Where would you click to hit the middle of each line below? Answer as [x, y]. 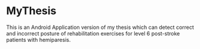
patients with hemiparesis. [39, 40]
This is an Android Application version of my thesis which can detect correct [100, 27]
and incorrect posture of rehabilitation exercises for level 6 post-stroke [93, 33]
